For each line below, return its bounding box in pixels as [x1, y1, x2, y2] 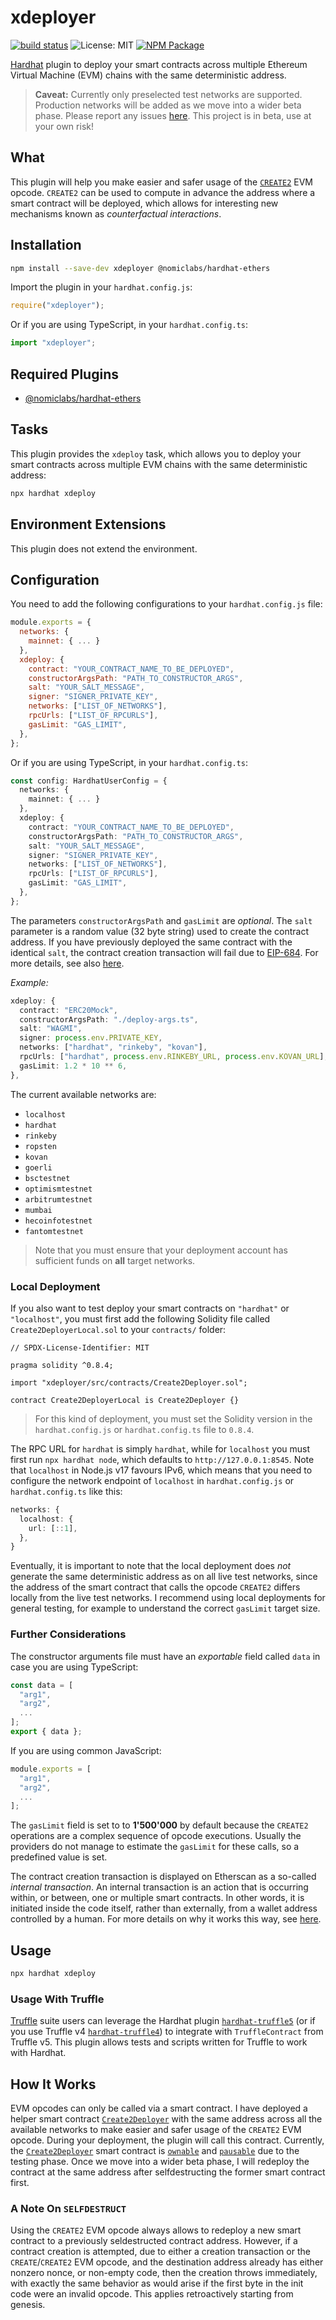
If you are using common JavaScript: [10, 1744, 162, 1756]
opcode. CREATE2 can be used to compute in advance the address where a [10, 186, 316, 198]
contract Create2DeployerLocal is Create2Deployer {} [10, 1395, 240, 1405]
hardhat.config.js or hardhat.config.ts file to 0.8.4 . [34, 1423, 255, 1435]
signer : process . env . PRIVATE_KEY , [19, 1033, 163, 1043]
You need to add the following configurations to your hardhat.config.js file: [10, 598, 323, 610]
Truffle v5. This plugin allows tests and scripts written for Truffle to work [10, 2036, 308, 2048]
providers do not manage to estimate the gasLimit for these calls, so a [10, 1841, 300, 1853]
